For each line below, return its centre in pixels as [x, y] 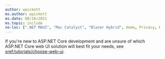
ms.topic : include [24, 23]
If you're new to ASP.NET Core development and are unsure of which [75, 41]
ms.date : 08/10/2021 [26, 18]
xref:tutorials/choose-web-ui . [35, 52]
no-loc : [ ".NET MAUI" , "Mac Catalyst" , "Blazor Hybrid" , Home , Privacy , [81, 28]
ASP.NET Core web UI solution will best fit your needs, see [64, 46]
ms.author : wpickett [26, 14]
